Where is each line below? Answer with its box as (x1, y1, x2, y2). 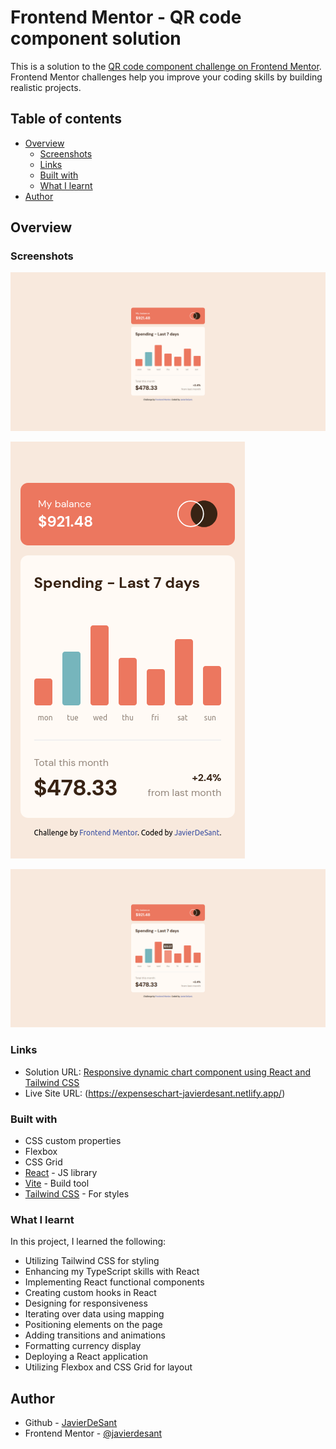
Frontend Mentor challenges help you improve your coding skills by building (10, 71, 323, 83)
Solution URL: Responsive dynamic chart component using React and (24, 1066, 312, 1078)
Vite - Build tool (24, 1177, 90, 1189)
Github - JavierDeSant (24, 1417, 118, 1429)
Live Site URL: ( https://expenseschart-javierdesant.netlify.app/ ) (24, 1087, 286, 1099)
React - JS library (24, 1166, 98, 1178)
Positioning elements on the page (24, 1319, 163, 1331)
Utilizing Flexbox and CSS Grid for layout (24, 1361, 193, 1373)
